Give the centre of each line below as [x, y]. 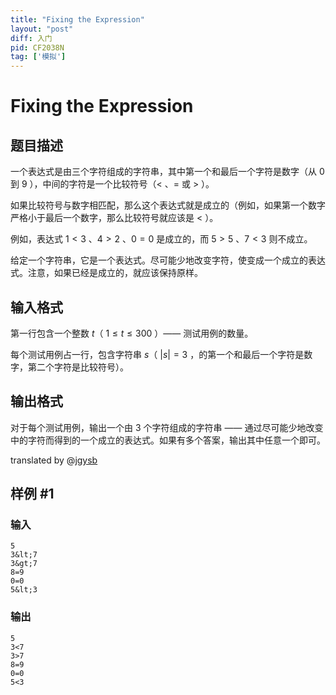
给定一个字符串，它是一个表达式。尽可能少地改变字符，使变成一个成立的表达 [168, 260]
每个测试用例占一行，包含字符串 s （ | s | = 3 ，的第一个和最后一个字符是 [157, 354]
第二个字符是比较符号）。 [78, 367]
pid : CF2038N [37, 47]
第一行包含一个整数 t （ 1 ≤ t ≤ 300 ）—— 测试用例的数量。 [132, 333]
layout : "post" [42, 29]
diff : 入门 [31, 38]
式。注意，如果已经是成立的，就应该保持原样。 [106, 273]
